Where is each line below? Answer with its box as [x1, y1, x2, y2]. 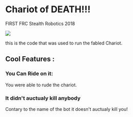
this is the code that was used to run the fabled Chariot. [5, 40, 123, 46]
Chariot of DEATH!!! [5, 4, 91, 15]
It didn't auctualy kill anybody [5, 95, 81, 102]
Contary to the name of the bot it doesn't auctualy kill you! [5, 106, 128, 112]
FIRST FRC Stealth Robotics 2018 [5, 20, 75, 27]
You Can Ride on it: [5, 70, 54, 77]
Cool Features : [5, 55, 55, 63]
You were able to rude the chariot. [5, 82, 77, 88]
